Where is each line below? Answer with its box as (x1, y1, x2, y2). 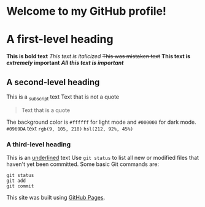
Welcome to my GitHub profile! (6, 4, 167, 18)
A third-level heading (6, 140, 71, 148)
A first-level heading (6, 32, 114, 47)
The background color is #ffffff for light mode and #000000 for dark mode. (6, 118, 196, 126)
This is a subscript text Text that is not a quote (6, 93, 120, 102)
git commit (6, 183, 34, 189)
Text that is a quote (21, 106, 71, 114)
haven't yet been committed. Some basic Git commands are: (6, 160, 160, 168)
